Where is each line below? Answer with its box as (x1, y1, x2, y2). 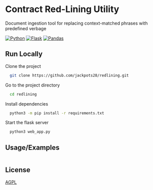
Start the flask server (5, 120, 49, 126)
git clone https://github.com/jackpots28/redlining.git (10, 73, 129, 78)
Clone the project (5, 63, 41, 69)
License (5, 166, 31, 174)
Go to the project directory (5, 82, 60, 88)
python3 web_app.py (10, 129, 51, 134)
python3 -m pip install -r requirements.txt (10, 111, 104, 116)
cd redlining (10, 91, 37, 97)
